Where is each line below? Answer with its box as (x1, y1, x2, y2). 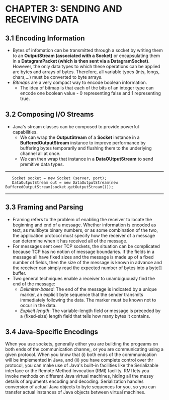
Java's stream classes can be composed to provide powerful (12, 123, 139, 129)
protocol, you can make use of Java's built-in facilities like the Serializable (5, 362, 158, 369)
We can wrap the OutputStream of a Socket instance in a (20, 134, 140, 140)
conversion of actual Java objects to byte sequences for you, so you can (5, 384, 156, 390)
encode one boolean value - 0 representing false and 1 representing (20, 90, 161, 96)
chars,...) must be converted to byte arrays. (12, 74, 103, 80)
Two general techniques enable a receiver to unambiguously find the (12, 275, 155, 281)
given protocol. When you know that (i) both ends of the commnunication (5, 352, 157, 358)
